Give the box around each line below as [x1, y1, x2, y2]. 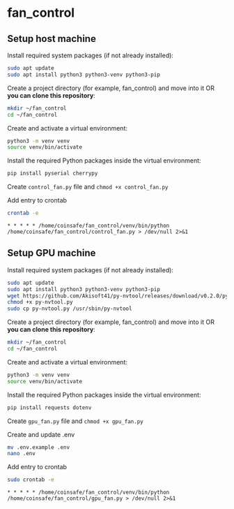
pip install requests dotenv [7, 404, 92, 411]
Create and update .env [7, 430, 75, 438]
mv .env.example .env [7, 443, 70, 451]
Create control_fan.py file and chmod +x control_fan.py [7, 183, 169, 191]
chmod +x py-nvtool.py [7, 299, 73, 306]
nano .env [7, 450, 36, 457]
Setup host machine [7, 33, 96, 45]
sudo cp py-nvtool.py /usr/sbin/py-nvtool [7, 305, 132, 312]
